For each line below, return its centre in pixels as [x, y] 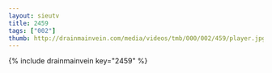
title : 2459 [28, 23]
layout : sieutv [34, 16]
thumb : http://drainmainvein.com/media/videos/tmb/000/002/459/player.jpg [137, 38]
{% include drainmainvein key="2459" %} [78, 61]
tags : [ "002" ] [32, 30]
